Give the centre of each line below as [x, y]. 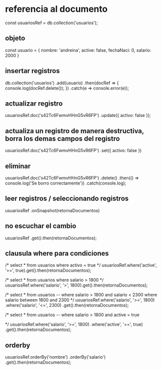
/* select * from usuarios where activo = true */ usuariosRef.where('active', [81, 265]
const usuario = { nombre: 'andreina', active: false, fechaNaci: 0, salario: [78, 50]
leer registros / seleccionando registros [67, 199]
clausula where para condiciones [57, 253]
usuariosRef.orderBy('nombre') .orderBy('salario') [55, 357]
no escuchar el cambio [41, 226]
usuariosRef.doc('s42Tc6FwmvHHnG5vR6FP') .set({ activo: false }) [73, 150]
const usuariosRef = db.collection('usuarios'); [51, 23]
